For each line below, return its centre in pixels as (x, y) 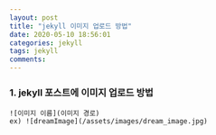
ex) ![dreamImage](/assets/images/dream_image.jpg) (108, 121)
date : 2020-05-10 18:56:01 (60, 34)
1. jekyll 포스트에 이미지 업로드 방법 (81, 93)
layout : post (34, 18)
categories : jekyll (46, 43)
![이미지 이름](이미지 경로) (55, 113)
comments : (28, 59)
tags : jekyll (34, 51)
